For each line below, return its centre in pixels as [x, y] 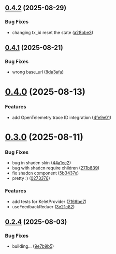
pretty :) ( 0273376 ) [31, 178]
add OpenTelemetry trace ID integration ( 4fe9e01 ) [62, 117]
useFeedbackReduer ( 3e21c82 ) [43, 206]
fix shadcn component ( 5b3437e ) [45, 173]
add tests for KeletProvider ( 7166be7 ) [49, 202]
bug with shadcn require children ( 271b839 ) [56, 168]
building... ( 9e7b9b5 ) [33, 246]
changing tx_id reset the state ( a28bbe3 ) [52, 32]
